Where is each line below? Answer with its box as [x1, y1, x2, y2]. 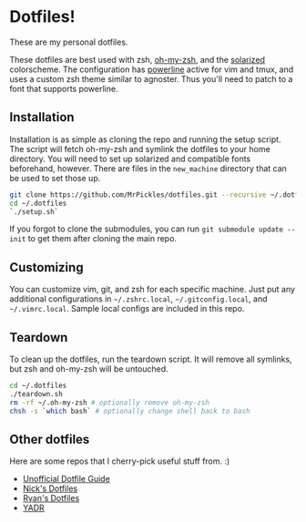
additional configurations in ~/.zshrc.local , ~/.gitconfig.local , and [9, 293, 268, 304]
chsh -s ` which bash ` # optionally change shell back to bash [9, 406, 250, 415]
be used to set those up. [9, 172, 101, 183]
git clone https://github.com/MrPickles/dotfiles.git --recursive [9, 189, 267, 200]
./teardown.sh [9, 389, 64, 398]
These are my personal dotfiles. [9, 36, 128, 47]
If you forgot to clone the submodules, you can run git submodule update [9, 223, 284, 234]
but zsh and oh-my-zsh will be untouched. [9, 363, 168, 374]
